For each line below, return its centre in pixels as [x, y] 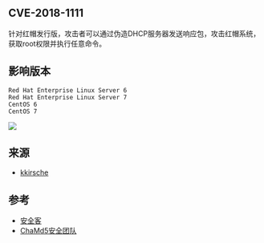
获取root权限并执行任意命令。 [57, 43]
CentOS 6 [23, 104]
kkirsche [34, 172]
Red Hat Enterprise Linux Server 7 [68, 97]
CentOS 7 [23, 111]
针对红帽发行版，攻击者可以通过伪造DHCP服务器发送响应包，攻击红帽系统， [134, 33]
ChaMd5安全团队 [48, 231]
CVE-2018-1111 [46, 13]
